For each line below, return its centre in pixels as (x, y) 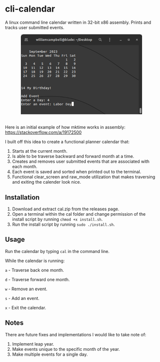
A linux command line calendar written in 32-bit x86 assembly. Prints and (78, 22)
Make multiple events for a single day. (50, 354)
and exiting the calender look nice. (47, 182)
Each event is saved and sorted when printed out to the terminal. (77, 172)
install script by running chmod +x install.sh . (57, 219)
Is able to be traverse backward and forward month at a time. (73, 157)
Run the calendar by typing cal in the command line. (57, 251)
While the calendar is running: (35, 261)
